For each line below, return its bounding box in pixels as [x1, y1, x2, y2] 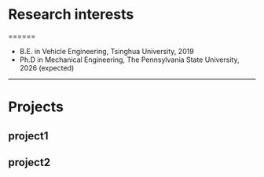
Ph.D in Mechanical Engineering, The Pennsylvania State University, [19, 55, 240, 64]
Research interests [8, 5, 134, 23]
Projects [8, 98, 64, 116]
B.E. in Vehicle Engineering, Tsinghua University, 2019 [19, 46, 194, 56]
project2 [8, 155, 51, 169]
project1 [8, 129, 49, 143]
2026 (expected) [19, 63, 75, 72]
